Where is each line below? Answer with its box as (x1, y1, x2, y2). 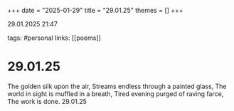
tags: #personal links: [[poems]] (7, 33, 101, 42)
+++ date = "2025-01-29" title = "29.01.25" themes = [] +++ (7, 6, 184, 14)
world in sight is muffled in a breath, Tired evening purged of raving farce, (7, 89, 224, 98)
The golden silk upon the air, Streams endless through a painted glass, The (7, 82, 227, 90)
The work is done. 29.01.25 (7, 97, 87, 105)
